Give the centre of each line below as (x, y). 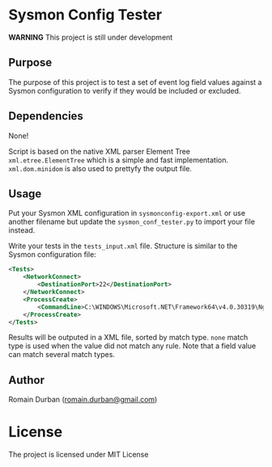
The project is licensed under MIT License (79, 455)
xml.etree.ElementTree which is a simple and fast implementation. (119, 160)
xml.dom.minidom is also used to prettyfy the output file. (100, 168)
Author (26, 380)
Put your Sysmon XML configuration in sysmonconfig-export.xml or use (127, 213)
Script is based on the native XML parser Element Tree (100, 151)
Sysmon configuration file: (53, 255)
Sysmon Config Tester (85, 15)
